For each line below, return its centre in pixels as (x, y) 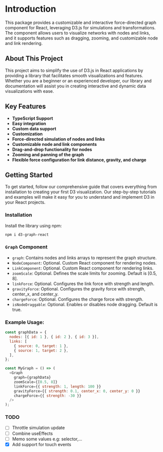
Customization (27, 134)
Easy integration (29, 123)
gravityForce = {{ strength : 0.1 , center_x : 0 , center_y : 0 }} (77, 391)
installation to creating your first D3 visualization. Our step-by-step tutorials (81, 192)
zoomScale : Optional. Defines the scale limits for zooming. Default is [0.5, (84, 273)
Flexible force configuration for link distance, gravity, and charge (79, 160)
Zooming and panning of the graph (48, 154)
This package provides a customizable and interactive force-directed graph (81, 22)
